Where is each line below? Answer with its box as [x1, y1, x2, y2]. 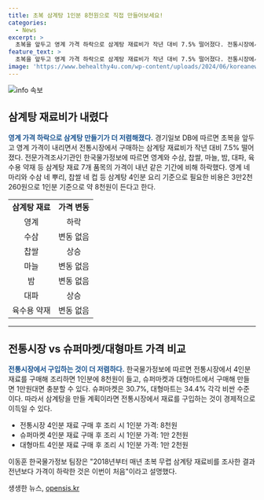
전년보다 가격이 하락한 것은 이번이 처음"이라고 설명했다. [8, 467, 178, 476]
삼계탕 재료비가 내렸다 [8, 111, 108, 124]
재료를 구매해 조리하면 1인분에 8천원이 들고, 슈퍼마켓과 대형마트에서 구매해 [8, 374, 236, 384]
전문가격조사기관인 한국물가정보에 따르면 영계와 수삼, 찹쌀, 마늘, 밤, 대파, [24, 153, 247, 162]
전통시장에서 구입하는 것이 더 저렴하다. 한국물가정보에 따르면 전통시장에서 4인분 [8, 365, 251, 374]
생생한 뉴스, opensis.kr [8, 483, 80, 493]
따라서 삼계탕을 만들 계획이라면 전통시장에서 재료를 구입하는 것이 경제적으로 [24, 394, 256, 403]
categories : [8, 19, 47, 27]
